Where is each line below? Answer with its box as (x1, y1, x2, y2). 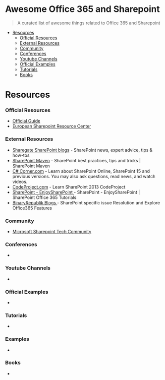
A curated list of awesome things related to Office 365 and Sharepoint (17, 20, 161, 26)
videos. (12, 179, 28, 185)
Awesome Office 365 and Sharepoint (5, 3, 160, 15)
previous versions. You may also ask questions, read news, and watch (12, 173, 156, 179)
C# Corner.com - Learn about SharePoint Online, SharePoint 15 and (12, 168, 150, 174)
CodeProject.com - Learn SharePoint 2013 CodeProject (12, 184, 125, 190)
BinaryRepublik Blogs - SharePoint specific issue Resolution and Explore (12, 199, 160, 205)
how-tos (12, 152, 30, 158)
